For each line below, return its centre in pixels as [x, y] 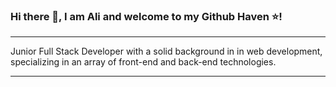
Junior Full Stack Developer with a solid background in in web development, [166, 51]
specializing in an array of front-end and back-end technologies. [143, 62]
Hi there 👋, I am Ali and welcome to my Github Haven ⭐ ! [146, 16]
